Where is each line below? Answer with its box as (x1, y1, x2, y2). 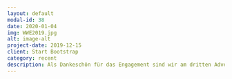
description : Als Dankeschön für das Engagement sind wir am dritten (7, 61, 212, 68)
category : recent (7, 55, 57, 62)
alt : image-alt (7, 36, 51, 43)
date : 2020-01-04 (7, 23, 57, 30)
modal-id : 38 (7, 16, 45, 23)
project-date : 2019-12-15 (7, 42, 81, 49)
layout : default (7, 10, 54, 17)
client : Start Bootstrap (7, 49, 79, 56)
